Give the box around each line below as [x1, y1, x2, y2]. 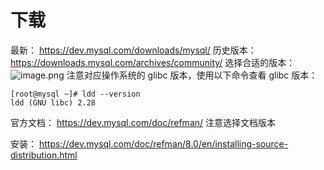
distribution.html [10, 149, 78, 161]
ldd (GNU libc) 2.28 [10, 97, 97, 108]
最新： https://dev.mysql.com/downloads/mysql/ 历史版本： [10, 44, 257, 56]
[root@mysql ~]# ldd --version [10, 89, 141, 99]
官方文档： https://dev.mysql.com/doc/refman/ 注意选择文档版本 [10, 116, 276, 128]
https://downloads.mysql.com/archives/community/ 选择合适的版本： [10, 56, 296, 68]
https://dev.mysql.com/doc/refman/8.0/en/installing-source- [38, 137, 289, 150]
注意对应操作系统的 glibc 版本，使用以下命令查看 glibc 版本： [66, 69, 318, 81]
